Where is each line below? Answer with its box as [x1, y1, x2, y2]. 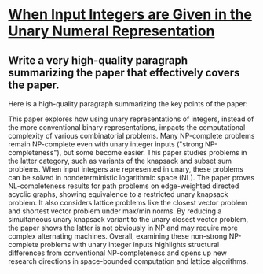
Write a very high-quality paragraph [8, 54, 188, 67]
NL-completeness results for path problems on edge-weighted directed [8, 181, 239, 191]
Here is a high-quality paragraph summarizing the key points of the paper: [8, 99, 248, 108]
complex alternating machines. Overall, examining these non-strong [8, 231, 228, 241]
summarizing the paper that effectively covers [8, 65, 240, 80]
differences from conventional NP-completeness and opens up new [8, 248, 228, 257]
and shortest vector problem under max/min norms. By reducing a [8, 206, 222, 216]
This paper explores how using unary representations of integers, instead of [8, 114, 254, 124]
